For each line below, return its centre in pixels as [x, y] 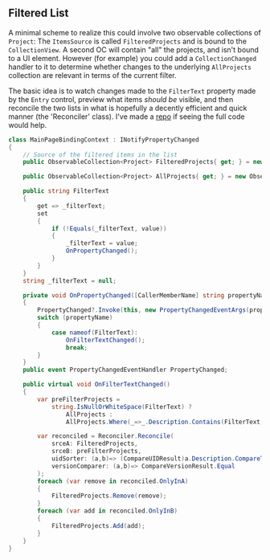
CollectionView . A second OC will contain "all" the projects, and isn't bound [134, 49]
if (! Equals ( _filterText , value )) [109, 228]
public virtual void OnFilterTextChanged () [97, 385]
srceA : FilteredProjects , [94, 444]
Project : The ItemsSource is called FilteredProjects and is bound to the [128, 41]
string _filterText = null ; [70, 280]
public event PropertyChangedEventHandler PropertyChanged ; [125, 370]
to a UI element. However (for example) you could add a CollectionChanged [133, 58]
